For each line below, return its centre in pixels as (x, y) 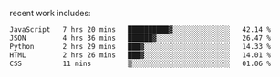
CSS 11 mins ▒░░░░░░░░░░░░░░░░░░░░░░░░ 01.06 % (140, 63)
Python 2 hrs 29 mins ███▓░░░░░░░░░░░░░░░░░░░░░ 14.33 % (140, 46)
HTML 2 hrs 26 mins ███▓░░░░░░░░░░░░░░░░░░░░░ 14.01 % (140, 55)
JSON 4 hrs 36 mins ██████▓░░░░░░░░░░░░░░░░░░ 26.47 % (140, 38)
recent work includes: (50, 13)
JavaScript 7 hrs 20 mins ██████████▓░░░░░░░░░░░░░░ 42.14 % (140, 30)
